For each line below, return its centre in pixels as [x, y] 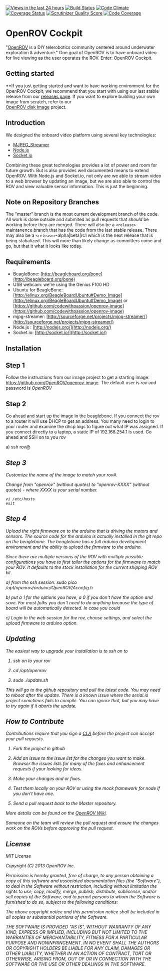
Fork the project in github [39, 749]
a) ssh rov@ [18, 447]
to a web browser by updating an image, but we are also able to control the [83, 181]
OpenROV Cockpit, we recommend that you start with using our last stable [82, 91]
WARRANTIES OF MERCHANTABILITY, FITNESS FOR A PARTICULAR [76, 937]
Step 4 [16, 519]
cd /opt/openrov [30, 670]
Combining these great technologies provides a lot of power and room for [81, 165]
